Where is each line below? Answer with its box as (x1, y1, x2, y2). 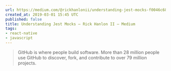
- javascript (5, 36, 33, 41)
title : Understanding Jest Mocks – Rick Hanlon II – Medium (5, 21, 136, 27)
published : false (5, 17, 42, 22)
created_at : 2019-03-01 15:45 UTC (5, 12, 79, 17)
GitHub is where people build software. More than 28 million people (17, 49, 160, 55)
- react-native (5, 31, 38, 36)
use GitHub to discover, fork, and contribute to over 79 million (17, 54, 147, 60)
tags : (5, 26, 17, 31)
